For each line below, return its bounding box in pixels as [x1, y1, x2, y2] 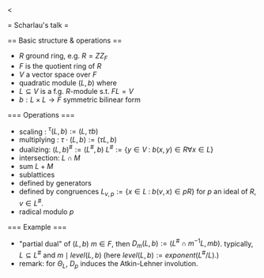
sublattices [18, 170, 55, 179]
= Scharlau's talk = [7, 21, 69, 29]
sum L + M [18, 162, 54, 171]
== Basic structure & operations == [7, 36, 123, 45]
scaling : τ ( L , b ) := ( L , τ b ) [18, 125, 99, 136]
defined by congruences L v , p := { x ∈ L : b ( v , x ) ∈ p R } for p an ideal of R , [18, 187, 257, 198]
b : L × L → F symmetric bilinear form [18, 95, 141, 104]
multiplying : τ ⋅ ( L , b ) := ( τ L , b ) [18, 135, 118, 145]
